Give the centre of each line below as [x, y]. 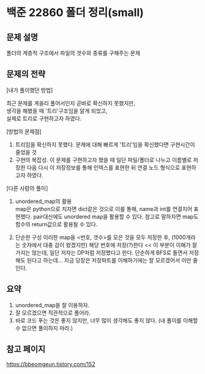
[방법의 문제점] [24, 131]
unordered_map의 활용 [43, 201]
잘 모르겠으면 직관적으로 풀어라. [53, 313]
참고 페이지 [26, 349]
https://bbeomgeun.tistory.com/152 [51, 364]
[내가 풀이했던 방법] [30, 90]
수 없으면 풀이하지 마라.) [44, 328]
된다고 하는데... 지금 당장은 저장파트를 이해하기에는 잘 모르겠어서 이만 [109, 260]
